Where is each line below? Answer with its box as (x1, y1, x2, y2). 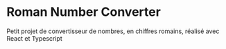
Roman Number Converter (6, 4, 161, 20)
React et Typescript (6, 34, 63, 42)
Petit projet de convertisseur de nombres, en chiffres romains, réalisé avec (6, 27, 220, 35)
